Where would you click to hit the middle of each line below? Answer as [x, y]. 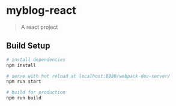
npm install [21, 65]
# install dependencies [36, 60]
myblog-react [41, 10]
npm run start [24, 81]
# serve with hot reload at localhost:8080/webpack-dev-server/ [88, 76]
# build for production [36, 93]
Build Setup [28, 46]
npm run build [24, 98]
